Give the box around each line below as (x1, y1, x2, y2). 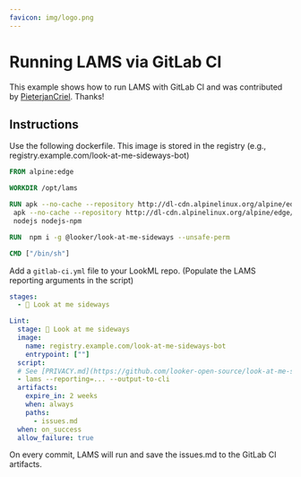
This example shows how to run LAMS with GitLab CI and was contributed (9, 82, 283, 92)
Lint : (9, 317, 30, 325)
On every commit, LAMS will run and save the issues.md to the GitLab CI (9, 449, 277, 460)
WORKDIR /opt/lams (9, 184, 78, 193)
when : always (25, 400, 74, 409)
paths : (25, 408, 50, 417)
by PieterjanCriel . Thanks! (9, 91, 105, 101)
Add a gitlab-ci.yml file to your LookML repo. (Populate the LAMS (9, 265, 257, 276)
